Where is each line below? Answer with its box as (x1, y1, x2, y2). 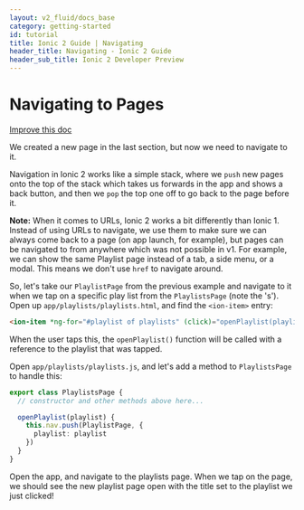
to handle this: (9, 370, 62, 381)
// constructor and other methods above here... (17, 396, 204, 405)
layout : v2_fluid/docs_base (9, 13, 116, 23)
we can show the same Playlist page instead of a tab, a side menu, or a (9, 253, 274, 264)
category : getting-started (9, 22, 111, 31)
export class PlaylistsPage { (9, 388, 124, 397)
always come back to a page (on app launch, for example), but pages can (9, 234, 284, 245)
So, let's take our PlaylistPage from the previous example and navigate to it (9, 280, 292, 291)
